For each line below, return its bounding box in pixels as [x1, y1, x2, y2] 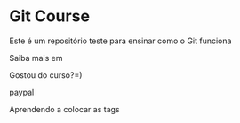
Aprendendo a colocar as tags [9, 104, 120, 114]
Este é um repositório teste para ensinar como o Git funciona [9, 35, 232, 46]
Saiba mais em [9, 52, 64, 63]
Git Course [9, 6, 91, 27]
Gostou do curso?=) [9, 69, 83, 81]
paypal [9, 87, 35, 97]
